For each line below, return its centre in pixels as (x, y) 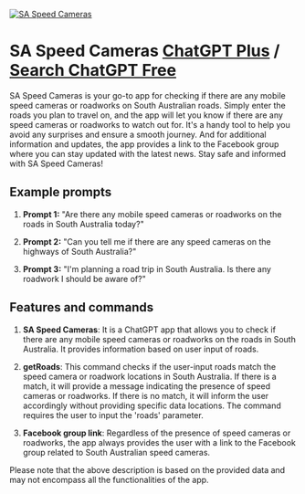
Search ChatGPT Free (93, 71)
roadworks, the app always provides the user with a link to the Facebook (159, 442)
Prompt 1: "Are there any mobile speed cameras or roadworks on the (152, 214)
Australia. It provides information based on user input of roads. (141, 349)
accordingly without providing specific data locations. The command (152, 405)
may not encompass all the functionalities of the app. (109, 479)
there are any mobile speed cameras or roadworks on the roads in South (159, 339)
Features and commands (81, 307)
